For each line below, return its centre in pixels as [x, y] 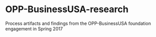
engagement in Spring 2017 [34, 28]
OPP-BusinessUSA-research [67, 9]
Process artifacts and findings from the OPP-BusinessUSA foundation [78, 23]
